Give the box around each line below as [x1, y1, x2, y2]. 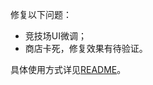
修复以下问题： [10, 9, 72, 20]
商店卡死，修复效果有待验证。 [24, 43, 148, 54]
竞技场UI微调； [24, 30, 87, 42]
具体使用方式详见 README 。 [10, 64, 127, 75]
